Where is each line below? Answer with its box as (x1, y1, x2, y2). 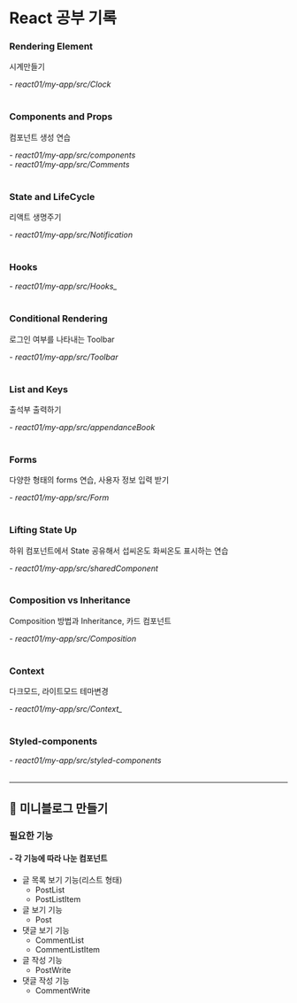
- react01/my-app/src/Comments (9, 158, 130, 169)
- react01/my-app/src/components (9, 150, 136, 160)
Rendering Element (9, 41, 94, 53)
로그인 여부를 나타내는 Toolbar (9, 334, 115, 344)
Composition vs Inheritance (9, 594, 131, 606)
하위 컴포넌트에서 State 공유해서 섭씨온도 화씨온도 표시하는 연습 (9, 545, 229, 556)
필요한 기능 (9, 829, 54, 842)
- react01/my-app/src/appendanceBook (9, 421, 156, 432)
